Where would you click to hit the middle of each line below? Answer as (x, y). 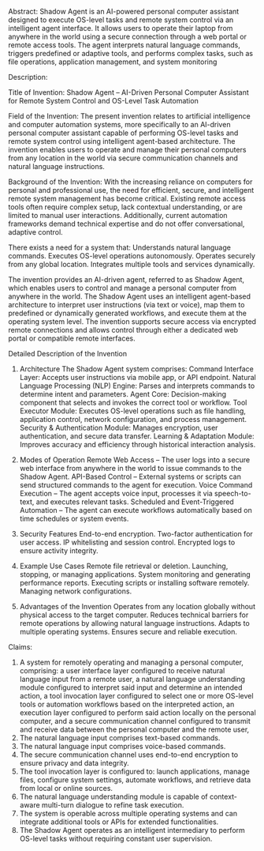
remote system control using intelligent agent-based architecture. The (122, 141)
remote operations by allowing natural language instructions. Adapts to (134, 623)
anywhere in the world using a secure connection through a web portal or (127, 36)
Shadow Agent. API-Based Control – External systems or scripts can (130, 476)
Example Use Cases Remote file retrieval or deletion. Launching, (124, 566)
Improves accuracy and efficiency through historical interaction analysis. (138, 444)
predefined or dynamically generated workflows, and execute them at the (127, 313)
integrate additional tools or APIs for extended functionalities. (119, 822)
